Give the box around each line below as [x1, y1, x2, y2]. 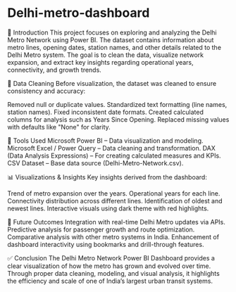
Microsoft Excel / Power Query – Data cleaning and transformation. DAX [7, 144, 216, 152]
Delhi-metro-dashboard [7, 5, 150, 21]
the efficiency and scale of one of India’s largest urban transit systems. [7, 277, 213, 285]
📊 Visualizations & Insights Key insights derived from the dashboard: [7, 172, 208, 181]
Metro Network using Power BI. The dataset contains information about [7, 35, 214, 44]
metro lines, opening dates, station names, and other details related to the [7, 43, 222, 51]
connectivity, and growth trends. [7, 65, 102, 74]
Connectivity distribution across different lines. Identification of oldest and [7, 196, 223, 205]
